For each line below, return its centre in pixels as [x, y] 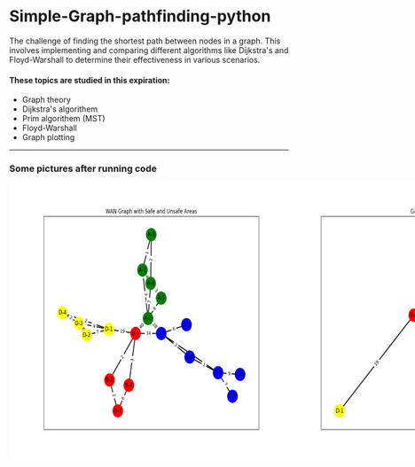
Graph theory [46, 100]
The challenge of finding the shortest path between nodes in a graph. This [145, 41]
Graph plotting [48, 137]
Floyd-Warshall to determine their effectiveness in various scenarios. [135, 59]
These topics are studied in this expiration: [90, 80]
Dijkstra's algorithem [60, 109]
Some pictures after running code [83, 168]
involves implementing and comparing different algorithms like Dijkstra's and [149, 50]
